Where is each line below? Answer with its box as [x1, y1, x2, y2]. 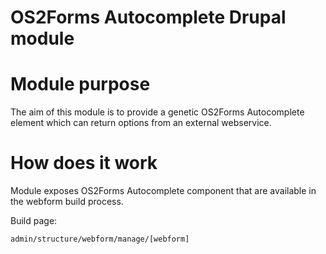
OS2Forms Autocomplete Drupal [10, 6, 287, 29]
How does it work [10, 152, 158, 175]
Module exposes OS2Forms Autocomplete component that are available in [10, 185, 317, 197]
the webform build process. [10, 196, 124, 208]
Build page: [10, 215, 58, 227]
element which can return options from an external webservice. [10, 117, 272, 129]
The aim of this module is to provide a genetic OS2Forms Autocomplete [10, 106, 305, 118]
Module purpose [10, 73, 151, 96]
